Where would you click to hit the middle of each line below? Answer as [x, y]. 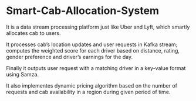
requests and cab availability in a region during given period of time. [88, 92]
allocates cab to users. [33, 33]
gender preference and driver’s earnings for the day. [70, 57]
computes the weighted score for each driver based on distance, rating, [93, 50]
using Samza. [23, 74]
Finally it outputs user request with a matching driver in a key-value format [96, 68]
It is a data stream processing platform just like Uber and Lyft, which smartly [98, 27]
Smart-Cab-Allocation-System [83, 11]
